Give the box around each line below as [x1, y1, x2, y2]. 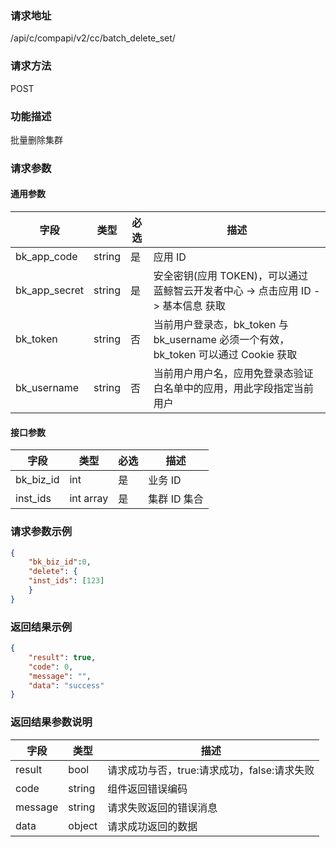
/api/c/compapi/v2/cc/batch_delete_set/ [10, 32, 176, 44]
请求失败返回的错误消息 [107, 800, 218, 814]
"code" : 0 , [28, 662, 74, 672]
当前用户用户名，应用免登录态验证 [153, 367, 314, 381]
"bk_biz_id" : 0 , [28, 557, 92, 567]
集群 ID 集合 [148, 492, 204, 506]
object [68, 818, 98, 832]
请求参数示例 [10, 525, 73, 539]
